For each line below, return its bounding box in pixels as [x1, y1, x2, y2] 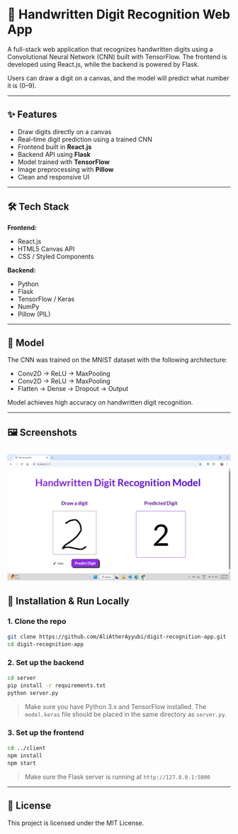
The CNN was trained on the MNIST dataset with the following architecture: [7, 356, 228, 364]
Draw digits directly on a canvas [17, 127, 112, 136]
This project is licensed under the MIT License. [7, 818, 144, 827]
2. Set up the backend [7, 658, 84, 668]
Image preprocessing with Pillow [17, 165, 114, 173]
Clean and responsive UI [17, 172, 90, 181]
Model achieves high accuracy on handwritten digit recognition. [7, 398, 193, 407]
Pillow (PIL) [17, 309, 51, 318]
